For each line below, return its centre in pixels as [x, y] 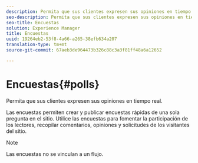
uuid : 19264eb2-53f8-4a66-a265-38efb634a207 [62, 39]
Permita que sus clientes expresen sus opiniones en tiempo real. [85, 100]
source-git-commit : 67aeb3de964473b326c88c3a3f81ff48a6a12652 [84, 50]
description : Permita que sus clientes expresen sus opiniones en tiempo [99, 12]
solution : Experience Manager [43, 28]
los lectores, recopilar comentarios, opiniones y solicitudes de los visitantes [98, 125]
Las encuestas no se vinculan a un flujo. [55, 154]
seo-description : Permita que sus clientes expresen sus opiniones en [95, 17]
